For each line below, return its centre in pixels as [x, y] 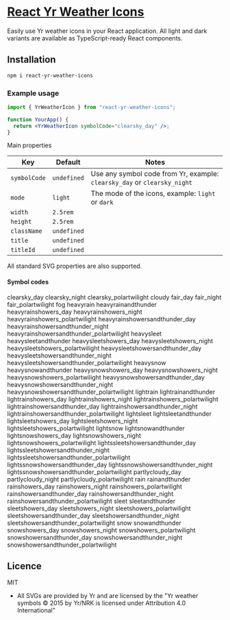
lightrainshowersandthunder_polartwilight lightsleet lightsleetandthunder [110, 413]
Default [68, 162]
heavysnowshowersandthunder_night [60, 384]
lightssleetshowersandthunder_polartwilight [69, 457]
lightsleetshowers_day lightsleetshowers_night [73, 421]
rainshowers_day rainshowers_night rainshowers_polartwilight [95, 486]
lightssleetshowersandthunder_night [59, 450]
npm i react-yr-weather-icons [50, 75]
